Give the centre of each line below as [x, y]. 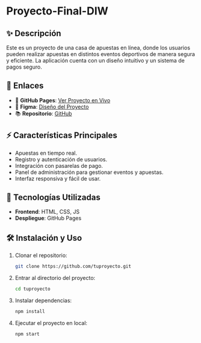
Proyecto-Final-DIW [57, 11]
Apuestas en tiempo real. [46, 153]
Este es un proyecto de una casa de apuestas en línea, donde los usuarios [98, 48]
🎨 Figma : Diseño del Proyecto [52, 107]
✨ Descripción [34, 33]
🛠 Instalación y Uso [44, 238]
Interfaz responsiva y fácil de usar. [58, 178]
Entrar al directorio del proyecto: [55, 278]
